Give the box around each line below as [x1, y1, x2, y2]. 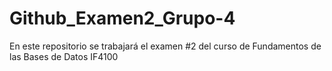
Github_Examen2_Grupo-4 [9, 7, 236, 30]
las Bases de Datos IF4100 [9, 50, 119, 62]
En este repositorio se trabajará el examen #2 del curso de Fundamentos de [9, 40, 322, 52]
